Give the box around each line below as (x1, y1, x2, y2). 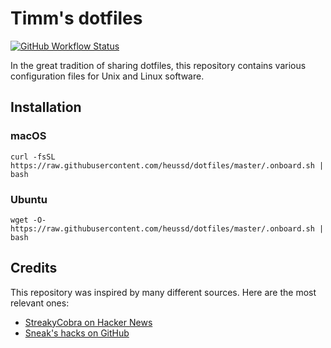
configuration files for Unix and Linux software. (10, 70, 205, 82)
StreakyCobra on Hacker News (24, 316, 153, 328)
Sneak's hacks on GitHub (24, 327, 130, 339)
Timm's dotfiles (10, 7, 143, 30)
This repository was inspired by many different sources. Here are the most (10, 286, 317, 298)
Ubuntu (10, 192, 48, 206)
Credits (10, 260, 58, 277)
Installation (10, 99, 82, 116)
